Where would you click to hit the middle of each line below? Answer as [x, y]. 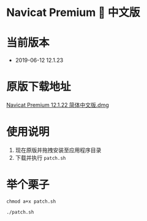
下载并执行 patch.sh [40, 158]
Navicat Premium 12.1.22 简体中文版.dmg [58, 105]
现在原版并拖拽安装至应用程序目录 [58, 150]
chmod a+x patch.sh [31, 201]
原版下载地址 [39, 87]
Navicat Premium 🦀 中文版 [73, 13]
